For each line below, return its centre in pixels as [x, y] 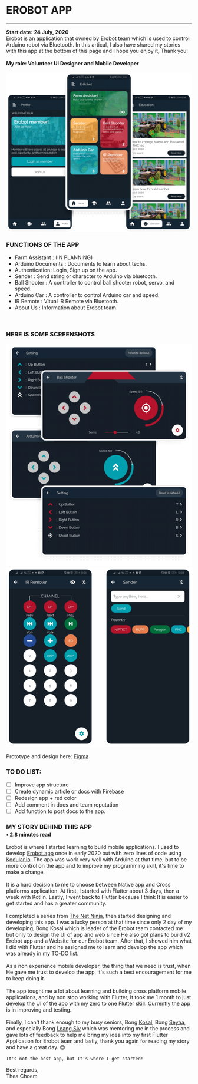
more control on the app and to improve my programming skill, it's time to [95, 866]
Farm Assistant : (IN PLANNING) [54, 257]
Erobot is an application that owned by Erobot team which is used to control [98, 38]
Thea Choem [22, 1076]
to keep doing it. [26, 979]
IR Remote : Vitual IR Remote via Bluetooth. [67, 302]
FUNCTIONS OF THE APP [43, 245]
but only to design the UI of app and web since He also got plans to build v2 [98, 935]
